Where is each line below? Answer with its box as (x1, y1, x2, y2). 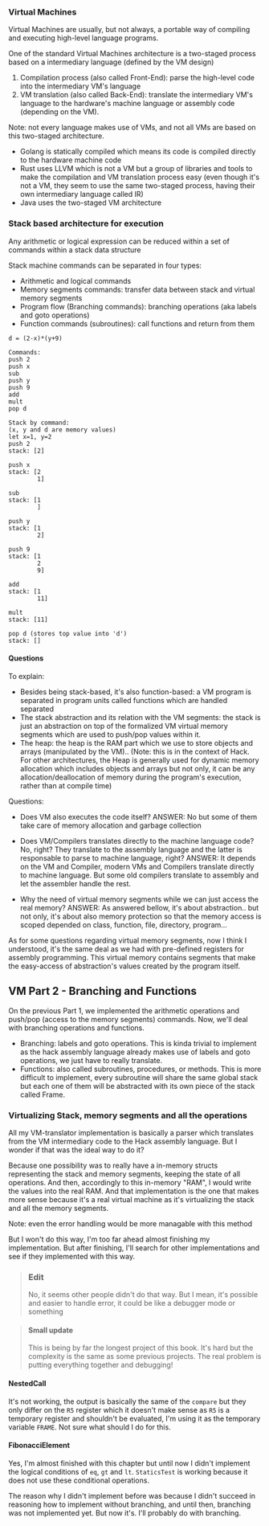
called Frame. (19, 1090, 66, 1099)
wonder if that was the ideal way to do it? (8, 1144, 145, 1155)
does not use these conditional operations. (8, 1475, 150, 1485)
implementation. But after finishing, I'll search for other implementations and (8, 1242, 260, 1252)
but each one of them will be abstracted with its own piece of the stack (19, 1081, 255, 1090)
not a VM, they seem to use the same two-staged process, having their (19, 181, 255, 190)
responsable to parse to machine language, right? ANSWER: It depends (19, 853, 256, 862)
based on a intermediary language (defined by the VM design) (8, 57, 214, 67)
